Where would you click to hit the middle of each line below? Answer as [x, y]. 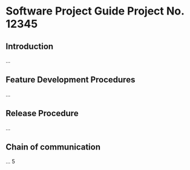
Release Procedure [42, 113]
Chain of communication [53, 147]
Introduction [30, 46]
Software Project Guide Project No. [95, 11]
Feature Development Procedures [70, 80]
